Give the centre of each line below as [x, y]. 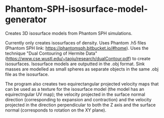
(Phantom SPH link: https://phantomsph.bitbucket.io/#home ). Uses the [77, 48]
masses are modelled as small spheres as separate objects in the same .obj [82, 69]
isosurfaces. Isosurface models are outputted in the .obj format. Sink [75, 64]
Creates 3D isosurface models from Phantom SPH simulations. [69, 33]
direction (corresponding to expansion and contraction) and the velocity [78, 99]
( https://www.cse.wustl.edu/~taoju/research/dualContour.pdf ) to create [78, 58]
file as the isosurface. [27, 74]
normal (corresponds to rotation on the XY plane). [56, 110]
